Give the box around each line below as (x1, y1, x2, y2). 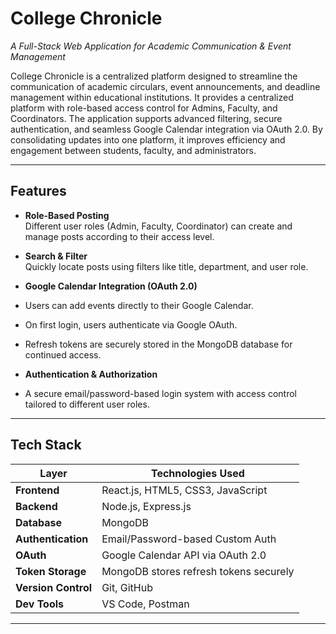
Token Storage (15, 564, 87, 578)
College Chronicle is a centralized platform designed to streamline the (10, 70, 298, 82)
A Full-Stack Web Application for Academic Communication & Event (10, 40, 292, 52)
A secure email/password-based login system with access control (24, 387, 297, 399)
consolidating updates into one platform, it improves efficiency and (10, 133, 286, 146)
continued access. (24, 348, 102, 361)
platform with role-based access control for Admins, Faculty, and (10, 102, 278, 114)
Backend (15, 499, 58, 513)
